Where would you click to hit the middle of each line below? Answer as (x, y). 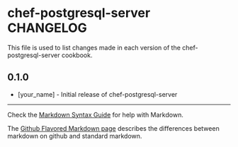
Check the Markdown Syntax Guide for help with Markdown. (96, 114)
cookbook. (77, 55)
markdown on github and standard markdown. (75, 136)
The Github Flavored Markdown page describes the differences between (113, 128)
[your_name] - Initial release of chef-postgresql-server (97, 94)
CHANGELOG (47, 28)
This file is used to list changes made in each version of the (94, 47)
